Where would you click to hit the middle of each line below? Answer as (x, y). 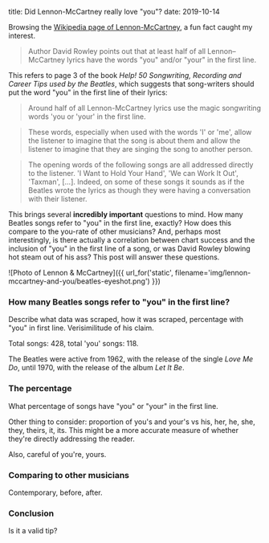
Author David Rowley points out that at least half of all (117, 51)
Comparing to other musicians (69, 475)
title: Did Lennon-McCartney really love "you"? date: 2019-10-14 (114, 12)
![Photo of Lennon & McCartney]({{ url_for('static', (91, 273)
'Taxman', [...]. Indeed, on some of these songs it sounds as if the (136, 182)
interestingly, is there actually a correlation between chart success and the (132, 240)
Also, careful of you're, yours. (57, 454)
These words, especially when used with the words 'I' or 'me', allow (140, 132)
